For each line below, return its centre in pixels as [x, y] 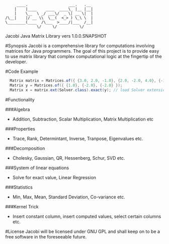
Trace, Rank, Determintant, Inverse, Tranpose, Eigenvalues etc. [78, 139]
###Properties [20, 129]
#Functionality [20, 99]
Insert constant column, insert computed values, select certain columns [87, 216]
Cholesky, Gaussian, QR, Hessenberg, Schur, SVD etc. [69, 158]
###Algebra [18, 109]
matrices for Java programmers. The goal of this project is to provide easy [82, 51]
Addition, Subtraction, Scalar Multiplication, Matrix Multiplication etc [83, 119]
